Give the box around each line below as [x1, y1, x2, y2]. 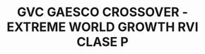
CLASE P [76, 34, 129, 50]
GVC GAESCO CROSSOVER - [16, 4, 189, 20]
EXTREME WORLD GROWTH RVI [6, 19, 199, 35]
